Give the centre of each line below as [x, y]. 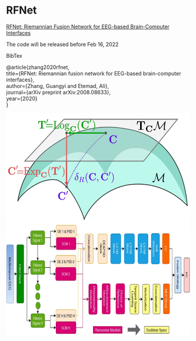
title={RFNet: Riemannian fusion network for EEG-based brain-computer [94, 73]
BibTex [14, 55]
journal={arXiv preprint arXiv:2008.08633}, [58, 92]
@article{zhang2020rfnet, [38, 67]
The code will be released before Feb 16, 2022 [62, 44]
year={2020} [22, 99]
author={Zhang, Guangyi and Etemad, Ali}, [58, 86]
